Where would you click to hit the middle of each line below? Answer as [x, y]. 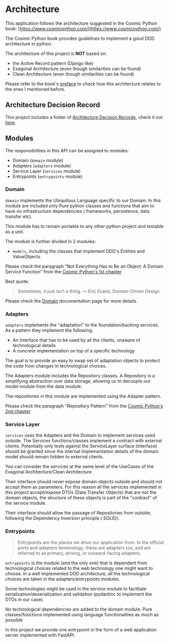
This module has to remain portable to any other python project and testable [84, 226]
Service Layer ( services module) [46, 171]
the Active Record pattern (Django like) [53, 63]
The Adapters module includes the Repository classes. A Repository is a [80, 376]
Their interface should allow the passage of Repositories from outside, [78, 513]
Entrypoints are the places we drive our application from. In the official [91, 542]
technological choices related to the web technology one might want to [79, 568]
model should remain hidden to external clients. [55, 457]
